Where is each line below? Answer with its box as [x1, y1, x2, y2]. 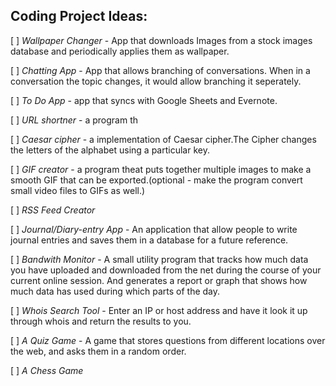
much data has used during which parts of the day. [10, 285, 221, 297]
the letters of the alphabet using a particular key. [10, 144, 210, 156]
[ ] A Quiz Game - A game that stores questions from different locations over [10, 334, 326, 346]
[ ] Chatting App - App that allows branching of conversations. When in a [10, 64, 311, 76]
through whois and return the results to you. [10, 315, 192, 327]
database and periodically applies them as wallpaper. [10, 45, 230, 57]
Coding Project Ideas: [10, 8, 148, 25]
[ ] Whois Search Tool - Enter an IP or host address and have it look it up [10, 304, 308, 316]
